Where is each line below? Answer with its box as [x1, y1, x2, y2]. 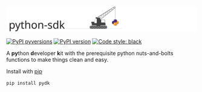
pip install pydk [6, 80, 50, 86]
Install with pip [6, 67, 42, 75]
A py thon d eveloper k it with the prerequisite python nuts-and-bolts [6, 49, 174, 57]
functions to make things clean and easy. [6, 56, 109, 63]
